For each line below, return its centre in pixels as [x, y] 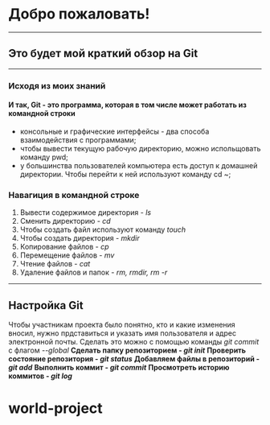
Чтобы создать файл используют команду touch [103, 229]
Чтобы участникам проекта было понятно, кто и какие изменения [122, 324]
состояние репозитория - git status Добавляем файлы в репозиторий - [134, 358]
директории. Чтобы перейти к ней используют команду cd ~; [125, 174]
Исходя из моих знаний [57, 85]
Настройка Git [46, 305]
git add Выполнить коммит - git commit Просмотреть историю [119, 367]
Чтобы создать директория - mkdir [80, 238]
